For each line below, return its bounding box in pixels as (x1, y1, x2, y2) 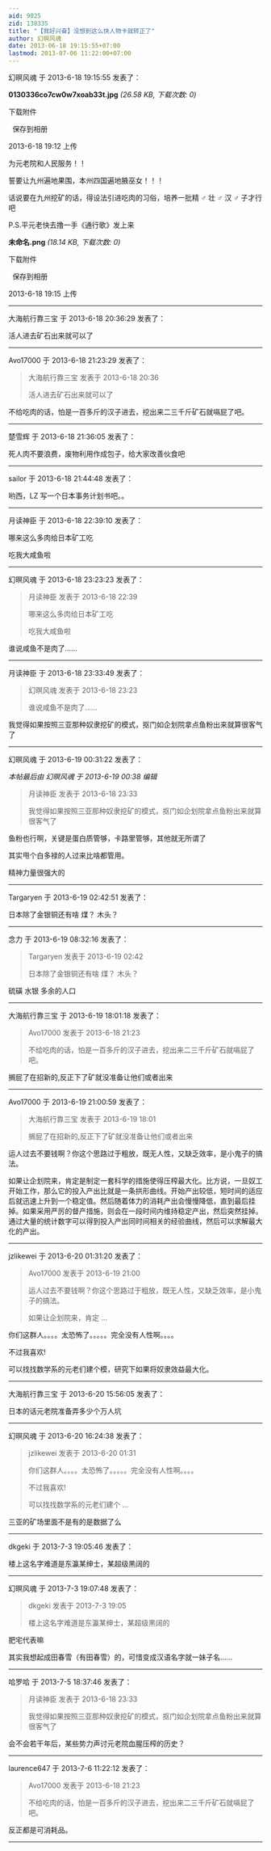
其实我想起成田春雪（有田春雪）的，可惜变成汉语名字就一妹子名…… (8, 1652, 233, 1662)
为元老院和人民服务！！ (8, 158, 86, 168)
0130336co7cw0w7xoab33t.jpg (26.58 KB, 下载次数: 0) (8, 90, 197, 99)
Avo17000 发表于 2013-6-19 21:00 (27, 1268, 141, 1278)
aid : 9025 (8, 11, 42, 20)
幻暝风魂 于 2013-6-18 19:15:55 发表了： (8, 73, 141, 82)
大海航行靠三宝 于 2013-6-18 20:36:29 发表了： (8, 314, 166, 323)
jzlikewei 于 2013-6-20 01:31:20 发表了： (8, 1251, 144, 1261)
